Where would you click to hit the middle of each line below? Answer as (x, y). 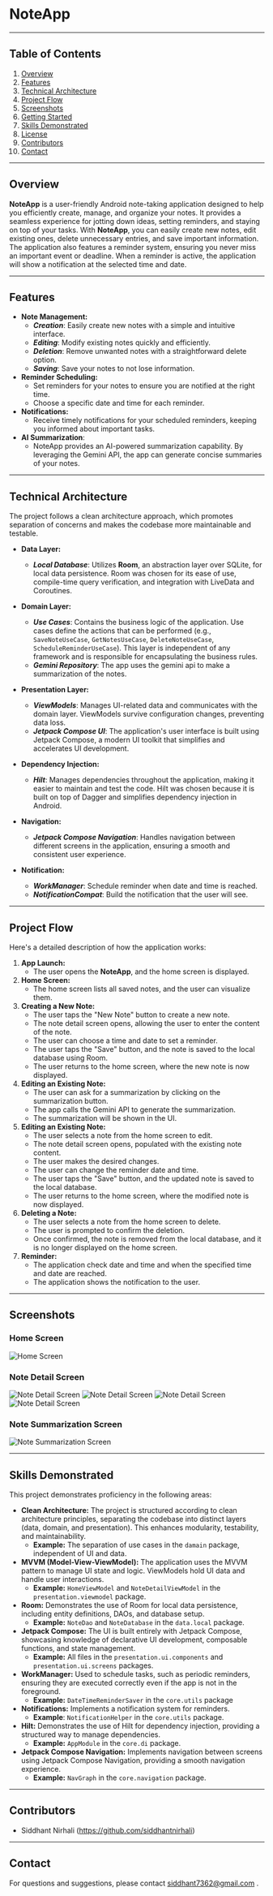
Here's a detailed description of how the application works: (108, 947)
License (34, 134)
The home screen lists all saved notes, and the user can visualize (141, 989)
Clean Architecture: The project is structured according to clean (129, 1510)
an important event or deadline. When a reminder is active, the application (132, 256)
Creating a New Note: (58, 1006)
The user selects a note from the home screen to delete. (127, 1222)
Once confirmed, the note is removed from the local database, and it (147, 1239)
